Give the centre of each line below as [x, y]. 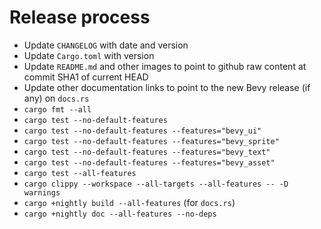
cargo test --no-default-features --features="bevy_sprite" [151, 141]
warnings [42, 192]
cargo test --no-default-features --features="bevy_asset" [149, 162]
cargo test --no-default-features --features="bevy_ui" [142, 131]
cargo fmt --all [57, 109]
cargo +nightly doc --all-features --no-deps [120, 214]
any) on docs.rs [56, 98]
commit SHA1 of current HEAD [86, 77]
